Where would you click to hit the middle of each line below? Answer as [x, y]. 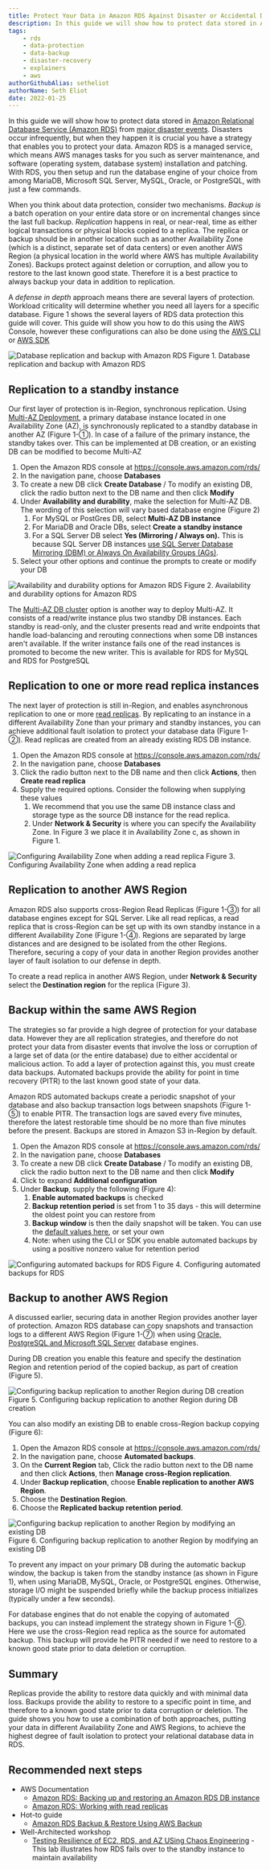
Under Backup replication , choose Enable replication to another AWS [137, 1482]
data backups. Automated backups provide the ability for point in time [124, 1072]
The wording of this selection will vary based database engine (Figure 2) [140, 510]
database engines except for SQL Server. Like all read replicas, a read [124, 918]
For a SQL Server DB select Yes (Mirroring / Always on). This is [137, 536]
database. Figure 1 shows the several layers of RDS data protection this [126, 314]
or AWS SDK [29, 340]
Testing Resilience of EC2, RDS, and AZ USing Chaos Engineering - [143, 1840]
